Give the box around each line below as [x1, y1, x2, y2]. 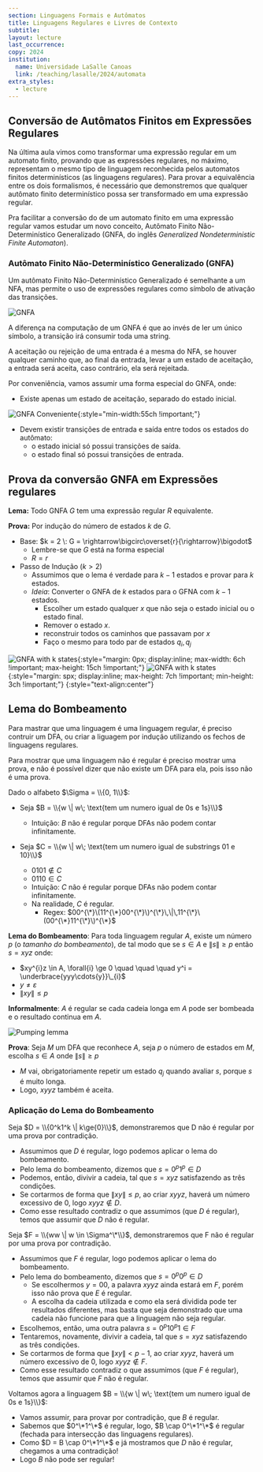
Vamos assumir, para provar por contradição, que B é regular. [19, 1412, 220, 1421]
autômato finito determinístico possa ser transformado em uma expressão [8, 189, 249, 199]
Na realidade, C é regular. [31, 899, 115, 908]
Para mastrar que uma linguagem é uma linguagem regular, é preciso [8, 723, 232, 732]
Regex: [43, 907, 66, 916]
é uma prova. [8, 772, 51, 781]
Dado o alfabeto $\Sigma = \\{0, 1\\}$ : [8, 787, 130, 797]
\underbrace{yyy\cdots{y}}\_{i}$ [19, 972, 126, 981]
